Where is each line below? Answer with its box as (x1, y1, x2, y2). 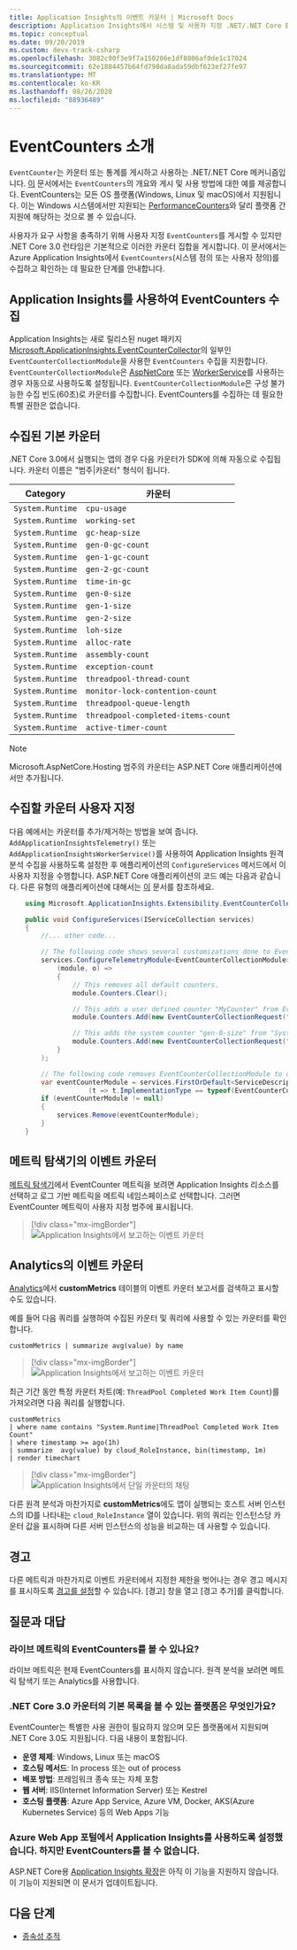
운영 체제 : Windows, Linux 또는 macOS (21, 1752, 161, 1762)
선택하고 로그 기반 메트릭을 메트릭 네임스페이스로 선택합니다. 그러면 (9, 1190, 240, 1201)
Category (25, 487, 66, 499)
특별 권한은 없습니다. (9, 400, 80, 411)
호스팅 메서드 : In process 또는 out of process (21, 1763, 181, 1774)
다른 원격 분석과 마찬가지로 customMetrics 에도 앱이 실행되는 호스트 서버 (9, 1498, 263, 1510)
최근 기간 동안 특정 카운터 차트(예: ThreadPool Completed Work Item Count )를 (9, 1387, 280, 1397)
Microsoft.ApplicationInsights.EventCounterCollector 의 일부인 (9, 344, 232, 355)
